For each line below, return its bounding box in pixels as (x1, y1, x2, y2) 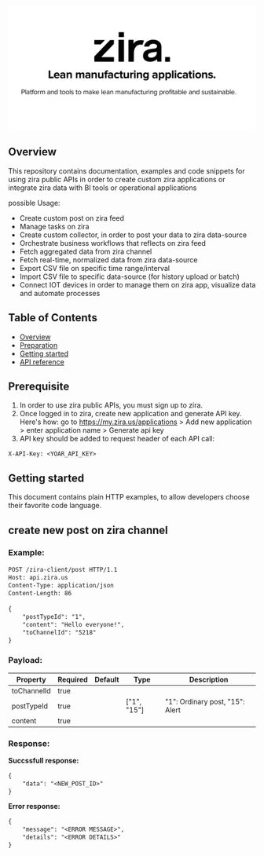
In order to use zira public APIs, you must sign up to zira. (19, 401, 203, 410)
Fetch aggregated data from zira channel (19, 247, 152, 256)
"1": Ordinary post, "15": (164, 697, 245, 707)
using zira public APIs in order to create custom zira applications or (8, 174, 225, 184)
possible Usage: (8, 198, 60, 207)
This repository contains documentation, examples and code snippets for (8, 166, 245, 175)
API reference (19, 357, 64, 367)
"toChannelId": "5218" (22, 628, 97, 636)
